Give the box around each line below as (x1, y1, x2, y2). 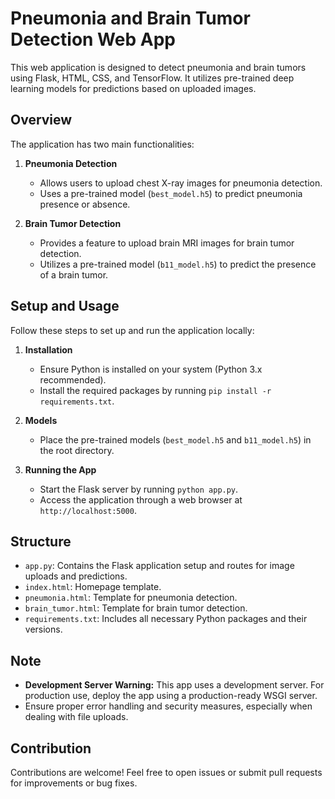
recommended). (39, 373, 107, 386)
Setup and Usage (10, 298, 120, 315)
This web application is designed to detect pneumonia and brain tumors (10, 61, 307, 73)
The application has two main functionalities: (10, 138, 195, 150)
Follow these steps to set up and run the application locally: (10, 324, 255, 336)
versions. (24, 623, 63, 636)
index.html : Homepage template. (24, 581, 162, 593)
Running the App (24, 463, 97, 476)
